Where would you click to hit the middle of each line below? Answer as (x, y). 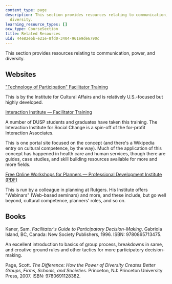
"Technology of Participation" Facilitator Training (57, 87)
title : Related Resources (33, 34)
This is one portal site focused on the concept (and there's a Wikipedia (80, 143)
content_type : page (26, 10)
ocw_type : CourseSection (32, 29)
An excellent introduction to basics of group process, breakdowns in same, (84, 244)
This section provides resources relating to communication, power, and (80, 53)
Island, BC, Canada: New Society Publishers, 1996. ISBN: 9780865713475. (83, 234)
